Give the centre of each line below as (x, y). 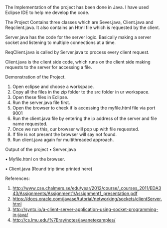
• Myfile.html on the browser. (35, 159)
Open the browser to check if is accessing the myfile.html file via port (84, 108)
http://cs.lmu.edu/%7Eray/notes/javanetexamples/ (64, 220)
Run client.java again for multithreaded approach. (63, 140)
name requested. (30, 124)
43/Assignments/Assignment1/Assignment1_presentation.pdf (75, 193)
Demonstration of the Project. (35, 77)
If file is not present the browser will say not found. (65, 134)
